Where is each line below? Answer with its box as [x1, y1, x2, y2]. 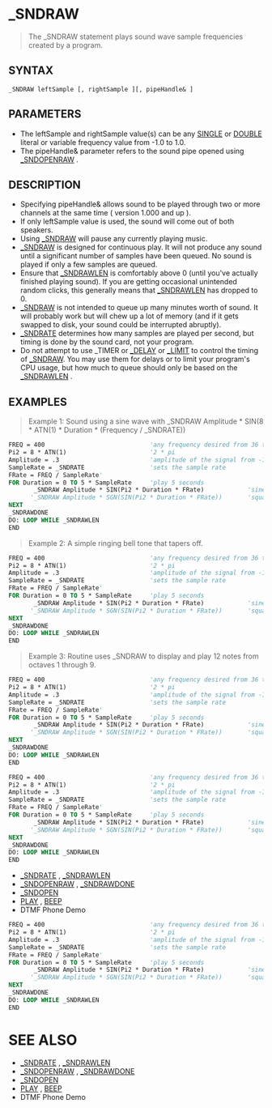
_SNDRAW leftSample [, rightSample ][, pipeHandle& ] [8, 85, 194, 93]
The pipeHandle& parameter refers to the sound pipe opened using [19, 146, 244, 156]
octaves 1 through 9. [28, 660, 96, 670]
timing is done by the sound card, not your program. [19, 337, 194, 347]
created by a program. [28, 40, 104, 49]
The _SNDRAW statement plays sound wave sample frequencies [28, 32, 244, 41]
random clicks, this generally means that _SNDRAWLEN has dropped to [19, 285, 258, 296]
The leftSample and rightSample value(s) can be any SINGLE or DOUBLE [19, 129, 263, 138]
